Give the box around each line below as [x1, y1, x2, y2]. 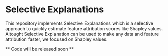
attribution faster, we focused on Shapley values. [5, 36, 108, 42]
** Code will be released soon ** [5, 46, 74, 52]
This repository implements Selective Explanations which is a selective [5, 20, 154, 26]
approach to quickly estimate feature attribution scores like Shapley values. [5, 25, 163, 31]
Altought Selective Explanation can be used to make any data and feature [5, 31, 159, 37]
